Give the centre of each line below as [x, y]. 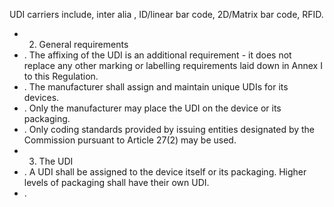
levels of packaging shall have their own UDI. [116, 182]
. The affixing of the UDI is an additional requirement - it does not [157, 55]
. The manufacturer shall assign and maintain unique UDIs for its [156, 87]
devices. [41, 97]
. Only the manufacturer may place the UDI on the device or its [152, 108]
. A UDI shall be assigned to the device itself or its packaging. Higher [165, 172]
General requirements [83, 44]
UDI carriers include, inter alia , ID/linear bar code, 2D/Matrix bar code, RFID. [166, 14]
